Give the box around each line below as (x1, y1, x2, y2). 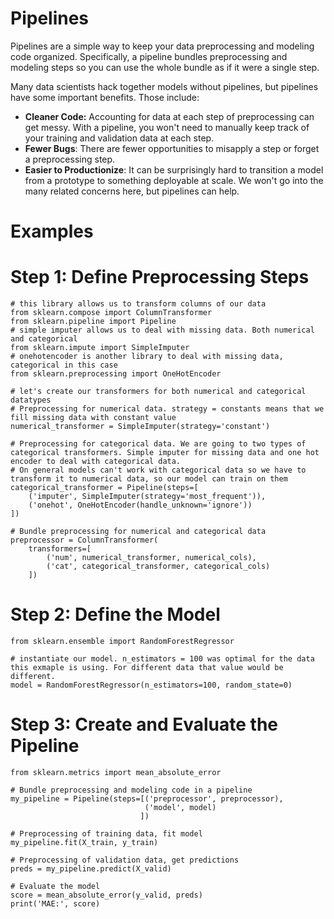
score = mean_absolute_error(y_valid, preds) (10, 890, 203, 900)
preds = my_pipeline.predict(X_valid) (10, 863, 172, 874)
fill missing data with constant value (10, 413, 177, 423)
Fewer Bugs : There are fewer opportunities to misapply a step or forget (24, 142, 320, 154)
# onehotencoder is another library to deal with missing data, (10, 352, 284, 362)
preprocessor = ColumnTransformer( (10, 535, 159, 546)
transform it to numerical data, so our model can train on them (10, 474, 288, 484)
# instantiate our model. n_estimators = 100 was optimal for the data (10, 654, 315, 664)
